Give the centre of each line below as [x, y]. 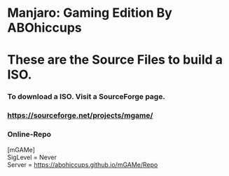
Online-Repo [29, 135]
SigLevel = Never [32, 157]
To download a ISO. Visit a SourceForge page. [86, 97]
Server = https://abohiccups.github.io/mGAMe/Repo [83, 164]
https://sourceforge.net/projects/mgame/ [80, 116]
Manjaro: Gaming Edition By [90, 13]
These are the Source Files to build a [115, 60]
